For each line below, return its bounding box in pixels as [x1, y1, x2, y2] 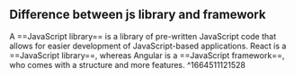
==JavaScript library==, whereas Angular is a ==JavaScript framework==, [9, 49, 285, 61]
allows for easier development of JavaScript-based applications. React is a [9, 40, 287, 51]
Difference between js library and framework [9, 7, 266, 22]
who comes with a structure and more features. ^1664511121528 [9, 59, 246, 70]
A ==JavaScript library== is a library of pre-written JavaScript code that [9, 30, 277, 41]
